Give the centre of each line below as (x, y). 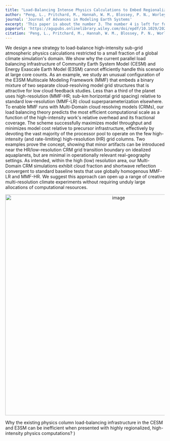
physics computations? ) (50, 433)
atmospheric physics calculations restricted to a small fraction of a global (82, 53)
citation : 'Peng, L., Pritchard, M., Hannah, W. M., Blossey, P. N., (80, 33)
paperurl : (16, 29)
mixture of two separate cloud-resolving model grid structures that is (77, 85)
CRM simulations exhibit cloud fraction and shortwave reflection (89, 166)
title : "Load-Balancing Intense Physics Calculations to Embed (73, 10)
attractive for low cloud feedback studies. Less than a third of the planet (80, 91)
